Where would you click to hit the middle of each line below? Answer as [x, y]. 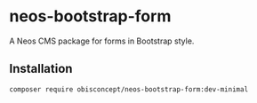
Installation [41, 69]
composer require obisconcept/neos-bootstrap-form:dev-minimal [129, 89]
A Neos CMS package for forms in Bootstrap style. [102, 41]
